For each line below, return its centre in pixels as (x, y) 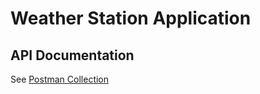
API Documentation (72, 55)
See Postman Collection (60, 79)
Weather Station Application (131, 18)
